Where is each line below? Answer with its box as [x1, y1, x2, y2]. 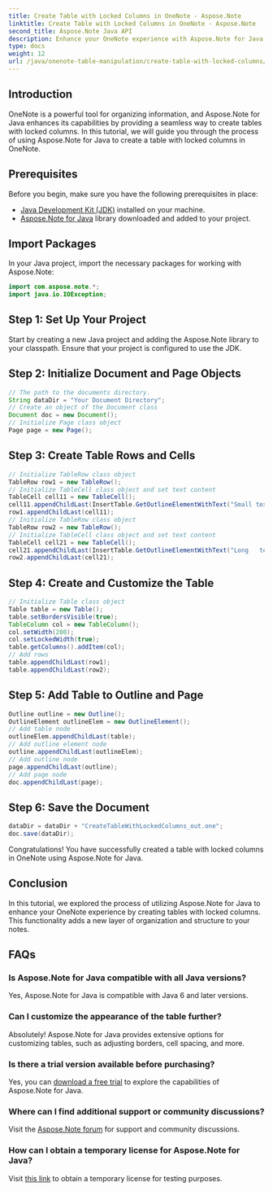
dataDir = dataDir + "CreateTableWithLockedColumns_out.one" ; [8, 822, 223, 830]
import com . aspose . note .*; [8, 282, 100, 291]
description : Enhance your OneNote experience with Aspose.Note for [8, 34, 245, 43]
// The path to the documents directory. [8, 388, 151, 396]
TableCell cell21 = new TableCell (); [8, 538, 136, 546]
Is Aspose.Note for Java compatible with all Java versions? [8, 972, 246, 983]
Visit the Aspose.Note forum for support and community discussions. [8, 1124, 240, 1134]
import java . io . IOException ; [8, 291, 107, 299]
